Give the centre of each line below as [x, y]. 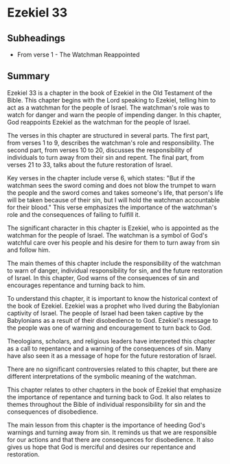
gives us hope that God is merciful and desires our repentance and [102, 447]
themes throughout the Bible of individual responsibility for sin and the [106, 404]
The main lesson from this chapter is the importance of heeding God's [106, 425]
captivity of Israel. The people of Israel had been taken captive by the [105, 313]
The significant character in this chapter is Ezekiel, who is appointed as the [113, 228]
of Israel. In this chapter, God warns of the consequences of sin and [103, 277]
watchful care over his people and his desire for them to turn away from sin [114, 242]
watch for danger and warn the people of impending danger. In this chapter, [114, 114]
